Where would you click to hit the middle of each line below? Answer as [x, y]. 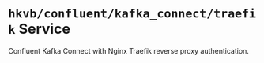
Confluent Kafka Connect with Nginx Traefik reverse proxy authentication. [128, 50]
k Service [40, 29]
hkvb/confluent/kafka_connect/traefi [132, 14]
